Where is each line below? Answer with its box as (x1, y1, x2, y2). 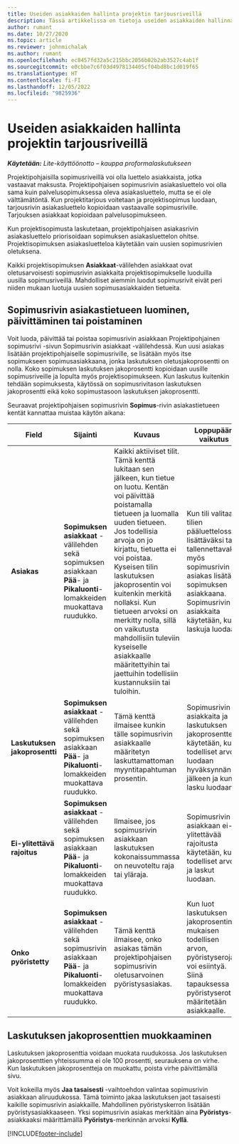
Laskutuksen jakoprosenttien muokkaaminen (7, 1029, 212, 1042)
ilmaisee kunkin (113, 720, 166, 730)
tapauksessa (186, 979, 230, 989)
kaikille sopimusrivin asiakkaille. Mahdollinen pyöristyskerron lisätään (7, 1100, 211, 1108)
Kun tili (186, 508, 210, 518)
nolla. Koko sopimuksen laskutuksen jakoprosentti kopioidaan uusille (7, 364, 208, 373)
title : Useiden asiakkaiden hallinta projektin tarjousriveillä (7, 10, 202, 18)
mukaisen (186, 926, 219, 936)
